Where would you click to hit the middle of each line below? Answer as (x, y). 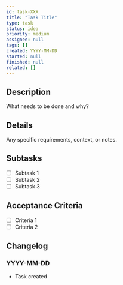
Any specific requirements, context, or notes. (62, 139)
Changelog (27, 246)
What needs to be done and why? (47, 106)
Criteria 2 (26, 227)
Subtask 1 (27, 173)
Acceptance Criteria (44, 205)
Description (28, 91)
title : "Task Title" (32, 17)
